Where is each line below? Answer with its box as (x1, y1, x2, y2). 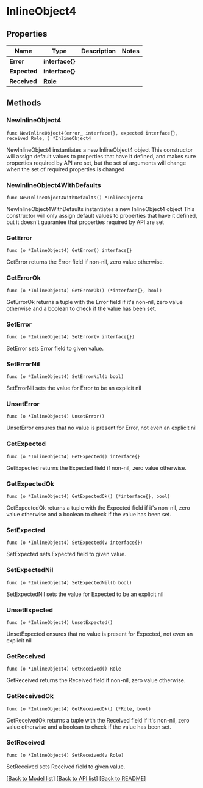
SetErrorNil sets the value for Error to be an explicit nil (6, 384, 141, 392)
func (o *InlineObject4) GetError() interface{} (6, 248, 132, 254)
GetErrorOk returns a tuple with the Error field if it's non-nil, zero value (6, 298, 183, 305)
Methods (6, 98, 41, 108)
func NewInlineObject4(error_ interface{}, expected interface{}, (6, 130, 179, 136)
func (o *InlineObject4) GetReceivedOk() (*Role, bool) (6, 705, 151, 712)
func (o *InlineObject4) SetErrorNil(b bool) (6, 374, 124, 380)
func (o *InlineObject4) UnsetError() (6, 414, 105, 420)
